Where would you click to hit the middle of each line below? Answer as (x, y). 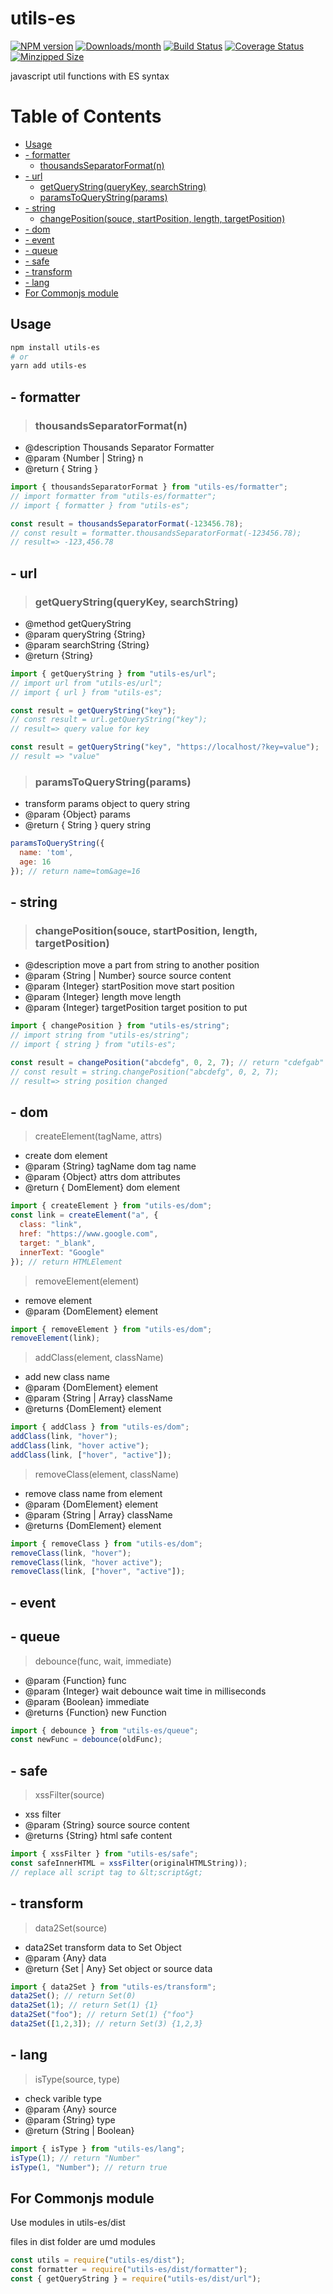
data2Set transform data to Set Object (103, 1947)
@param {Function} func (75, 1680)
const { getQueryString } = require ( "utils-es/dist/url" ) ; (136, 2278)
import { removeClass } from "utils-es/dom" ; (106, 1543)
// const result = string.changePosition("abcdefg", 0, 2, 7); (145, 1072)
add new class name (67, 1377)
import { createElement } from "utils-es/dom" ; (111, 1206)
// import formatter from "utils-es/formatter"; (113, 496)
